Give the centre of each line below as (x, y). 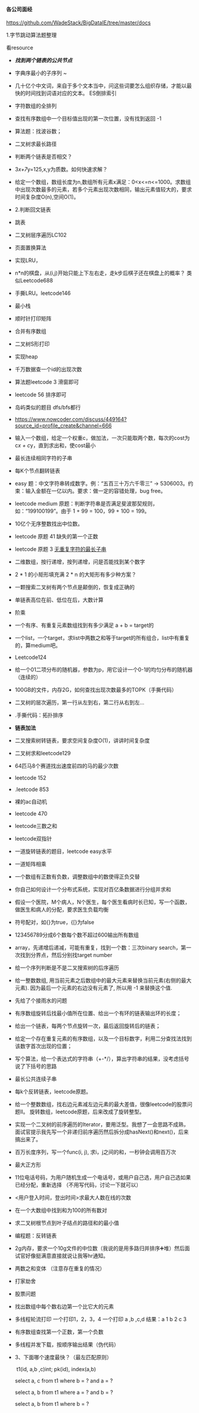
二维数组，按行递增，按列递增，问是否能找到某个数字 (80, 562)
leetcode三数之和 (36, 826)
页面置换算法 (30, 248)
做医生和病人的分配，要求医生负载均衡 (61, 910)
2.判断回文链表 (33, 210)
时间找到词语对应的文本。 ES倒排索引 (71, 93)
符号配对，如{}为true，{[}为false (54, 922)
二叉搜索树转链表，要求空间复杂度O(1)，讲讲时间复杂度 (82, 741)
